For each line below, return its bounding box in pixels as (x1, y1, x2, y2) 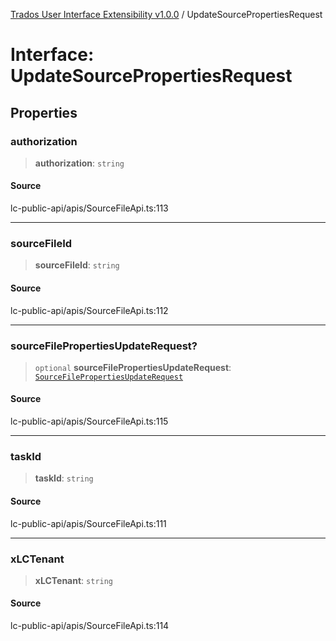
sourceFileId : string (34, 259, 120, 271)
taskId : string (34, 472, 94, 484)
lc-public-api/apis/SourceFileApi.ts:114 (10, 620, 170, 632)
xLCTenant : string (34, 574, 114, 586)
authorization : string (34, 157, 125, 169)
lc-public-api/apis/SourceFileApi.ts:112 (10, 304, 169, 316)
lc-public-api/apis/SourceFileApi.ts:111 (10, 517, 167, 529)
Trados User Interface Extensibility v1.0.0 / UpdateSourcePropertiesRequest (10, 9, 323, 20)
